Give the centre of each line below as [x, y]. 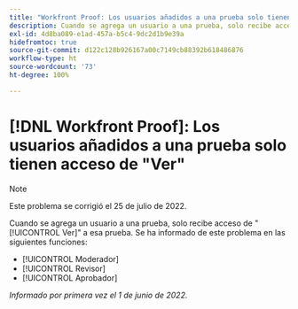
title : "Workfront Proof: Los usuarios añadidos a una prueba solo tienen [150, 17]
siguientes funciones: [48, 242]
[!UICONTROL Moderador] [71, 259]
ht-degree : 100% [39, 75]
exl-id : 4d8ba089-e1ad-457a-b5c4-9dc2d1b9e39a [97, 34]
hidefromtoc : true [43, 42]
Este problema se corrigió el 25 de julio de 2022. [98, 205]
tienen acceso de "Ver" [98, 164]
